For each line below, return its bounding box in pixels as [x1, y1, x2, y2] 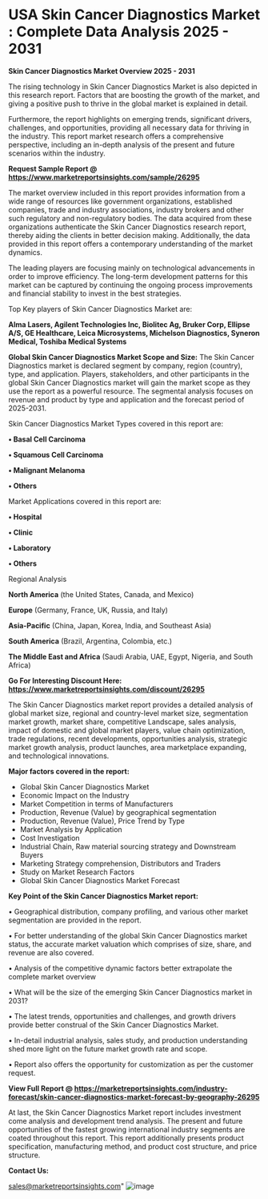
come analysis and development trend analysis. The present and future [8, 1116, 243, 1125]
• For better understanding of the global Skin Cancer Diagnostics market [8, 931, 248, 940]
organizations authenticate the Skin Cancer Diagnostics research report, [8, 222, 246, 232]
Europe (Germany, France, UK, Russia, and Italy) [8, 605, 168, 615]
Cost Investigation [19, 833, 80, 842]
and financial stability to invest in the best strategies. [8, 289, 182, 298]
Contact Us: [8, 1165, 50, 1175]
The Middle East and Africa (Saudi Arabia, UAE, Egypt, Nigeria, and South [8, 652, 254, 661]
